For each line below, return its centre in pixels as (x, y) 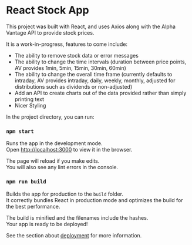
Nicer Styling (30, 105)
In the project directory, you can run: (50, 117)
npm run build (26, 182)
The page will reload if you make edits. (53, 161)
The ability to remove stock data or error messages (77, 55)
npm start (20, 131)
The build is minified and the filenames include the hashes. (77, 217)
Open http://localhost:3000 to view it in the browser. (69, 150)
